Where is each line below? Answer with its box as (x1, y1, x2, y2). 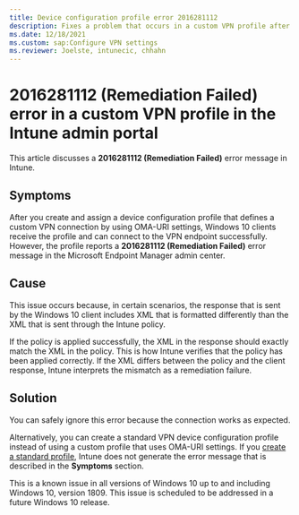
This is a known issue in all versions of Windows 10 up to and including (9, 477, 271, 488)
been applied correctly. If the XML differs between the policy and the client (9, 355, 286, 365)
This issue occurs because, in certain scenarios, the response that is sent (9, 299, 281, 310)
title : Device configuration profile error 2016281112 (9, 13, 218, 22)
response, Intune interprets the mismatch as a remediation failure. (9, 365, 252, 375)
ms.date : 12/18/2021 (9, 30, 87, 39)
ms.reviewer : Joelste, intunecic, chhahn (9, 47, 167, 56)
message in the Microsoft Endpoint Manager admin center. (9, 250, 226, 261)
